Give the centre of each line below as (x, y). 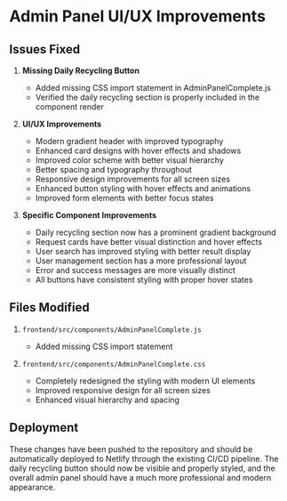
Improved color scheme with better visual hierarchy (130, 160)
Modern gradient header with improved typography (129, 141)
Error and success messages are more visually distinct (135, 270)
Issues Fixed (45, 49)
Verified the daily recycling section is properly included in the (147, 97)
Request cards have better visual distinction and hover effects (149, 242)
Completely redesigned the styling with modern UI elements (145, 381)
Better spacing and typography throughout (114, 170)
